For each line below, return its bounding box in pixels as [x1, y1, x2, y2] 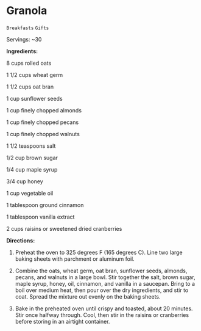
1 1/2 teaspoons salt [6, 142, 56, 150]
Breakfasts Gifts [6, 25, 49, 31]
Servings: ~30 [6, 35, 42, 43]
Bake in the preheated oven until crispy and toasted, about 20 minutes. [15, 305, 193, 312]
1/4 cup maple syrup [6, 166, 58, 173]
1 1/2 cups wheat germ [6, 71, 63, 78]
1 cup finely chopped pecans [6, 118, 79, 126]
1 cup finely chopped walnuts [6, 130, 80, 137]
